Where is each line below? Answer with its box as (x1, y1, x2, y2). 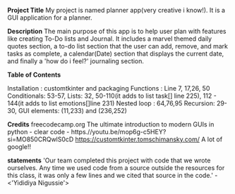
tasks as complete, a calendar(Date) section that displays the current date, (7, 49, 224, 58)
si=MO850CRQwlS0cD (7, 135, 74, 143)
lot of (207, 135, 223, 143)
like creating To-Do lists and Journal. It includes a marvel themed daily (7, 34, 212, 43)
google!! (7, 143, 32, 150)
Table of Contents (7, 70, 61, 79)
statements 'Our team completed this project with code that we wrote (7, 156, 211, 164)
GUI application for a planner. (7, 13, 93, 22)
